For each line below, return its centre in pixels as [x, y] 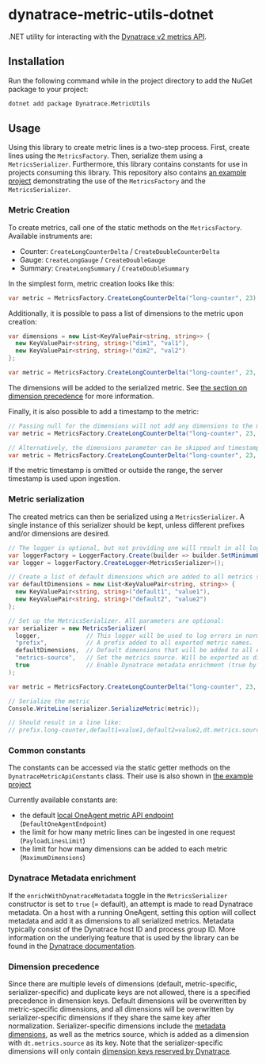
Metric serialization [46, 499]
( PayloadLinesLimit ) [52, 841]
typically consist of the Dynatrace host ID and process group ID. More [122, 929]
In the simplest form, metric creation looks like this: [91, 283]
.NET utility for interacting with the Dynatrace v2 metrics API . [108, 36]
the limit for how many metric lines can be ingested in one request [127, 832]
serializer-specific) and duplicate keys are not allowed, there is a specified [129, 993]
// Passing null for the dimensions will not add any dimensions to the [131, 426]
